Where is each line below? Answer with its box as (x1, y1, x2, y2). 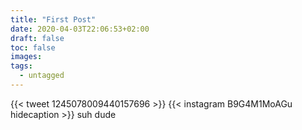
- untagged (19, 71, 65, 81)
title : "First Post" (10, 14, 97, 25)
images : (10, 52, 43, 62)
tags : (10, 61, 33, 71)
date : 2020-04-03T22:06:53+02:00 (10, 24, 150, 34)
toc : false (10, 42, 56, 53)
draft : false (10, 33, 65, 43)
